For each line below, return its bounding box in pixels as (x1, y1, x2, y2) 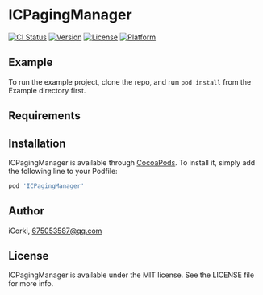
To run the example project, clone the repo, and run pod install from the (8, 77, 252, 86)
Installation (8, 136, 66, 150)
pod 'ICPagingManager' (8, 181, 85, 190)
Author (8, 204, 44, 218)
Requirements (8, 109, 81, 123)
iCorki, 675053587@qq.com (8, 226, 102, 235)
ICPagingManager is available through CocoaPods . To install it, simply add (8, 157, 256, 167)
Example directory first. (8, 85, 86, 95)
